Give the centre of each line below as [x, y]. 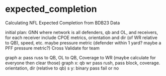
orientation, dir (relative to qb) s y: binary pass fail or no [62, 68]
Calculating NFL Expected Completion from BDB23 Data [63, 23]
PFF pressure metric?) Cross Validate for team [52, 48]
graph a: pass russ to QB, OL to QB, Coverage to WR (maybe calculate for [81, 57]
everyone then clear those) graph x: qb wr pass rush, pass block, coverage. [83, 63]
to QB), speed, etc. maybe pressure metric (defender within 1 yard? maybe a [83, 42]
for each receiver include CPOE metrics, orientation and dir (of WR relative [81, 38]
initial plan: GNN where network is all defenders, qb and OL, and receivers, [82, 32]
